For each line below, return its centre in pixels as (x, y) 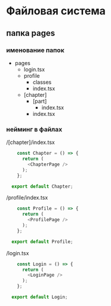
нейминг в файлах (34, 129)
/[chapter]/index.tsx (30, 142)
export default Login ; (40, 297)
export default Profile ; (42, 241)
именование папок (35, 50)
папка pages (31, 33)
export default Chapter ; (42, 186)
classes (42, 82)
